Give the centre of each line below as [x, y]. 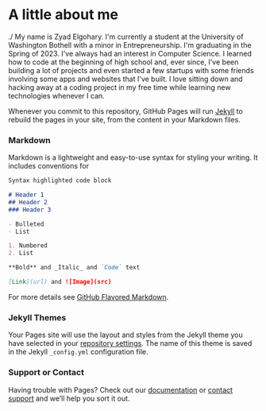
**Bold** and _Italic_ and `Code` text [74, 268]
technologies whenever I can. [56, 95]
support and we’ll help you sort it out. [69, 398]
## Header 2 [28, 202]
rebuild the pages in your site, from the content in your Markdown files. [124, 119]
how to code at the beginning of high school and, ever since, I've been [123, 62]
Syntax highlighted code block [60, 180]
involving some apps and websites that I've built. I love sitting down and [126, 79]
